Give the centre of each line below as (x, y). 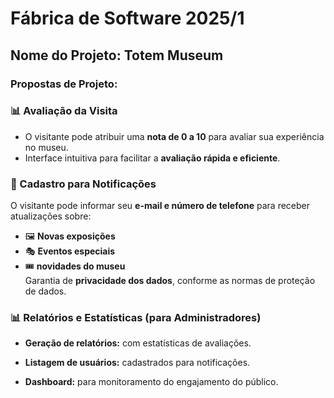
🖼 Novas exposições (70, 236)
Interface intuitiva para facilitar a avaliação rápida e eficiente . (152, 158)
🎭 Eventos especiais (70, 251)
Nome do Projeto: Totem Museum (117, 55)
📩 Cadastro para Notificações (83, 184)
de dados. (45, 291)
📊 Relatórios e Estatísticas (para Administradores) (136, 318)
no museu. (46, 147)
